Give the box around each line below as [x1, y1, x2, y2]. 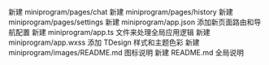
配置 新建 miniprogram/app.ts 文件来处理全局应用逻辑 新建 [15, 28, 210, 37]
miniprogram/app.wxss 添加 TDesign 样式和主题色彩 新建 [8, 37, 200, 47]
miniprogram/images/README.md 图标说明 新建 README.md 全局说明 [8, 48, 245, 57]
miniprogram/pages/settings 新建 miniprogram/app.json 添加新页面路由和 [8, 17, 254, 27]
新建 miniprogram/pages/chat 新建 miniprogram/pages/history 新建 [8, 7, 233, 16]
